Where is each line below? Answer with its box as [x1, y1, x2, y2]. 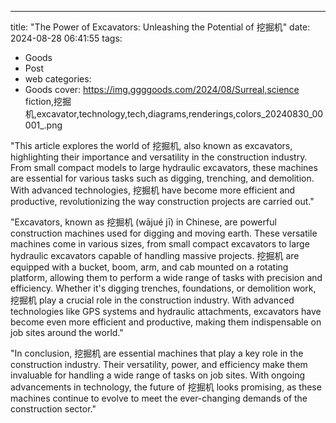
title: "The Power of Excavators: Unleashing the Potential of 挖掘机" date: [10, 21, 311, 33]
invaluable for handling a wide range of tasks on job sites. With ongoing [10, 369, 305, 381]
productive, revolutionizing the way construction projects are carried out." [10, 196, 315, 207]
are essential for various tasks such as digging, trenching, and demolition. [10, 172, 315, 184]
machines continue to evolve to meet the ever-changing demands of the [10, 392, 308, 404]
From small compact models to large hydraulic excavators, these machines [10, 162, 318, 173]
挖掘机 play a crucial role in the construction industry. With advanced [10, 294, 295, 306]
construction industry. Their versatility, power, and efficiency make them [10, 359, 308, 370]
